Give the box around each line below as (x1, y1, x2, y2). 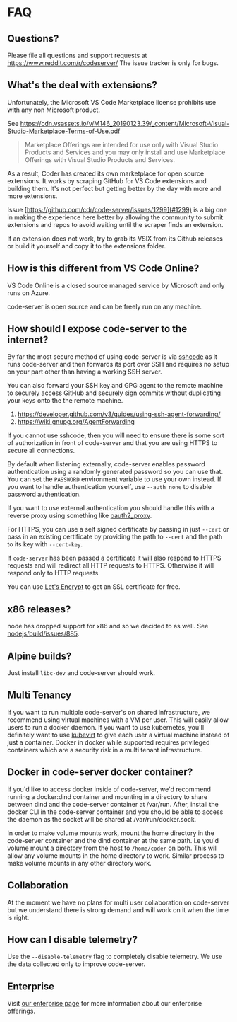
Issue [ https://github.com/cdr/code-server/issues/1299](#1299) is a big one (7, 205, 227, 214)
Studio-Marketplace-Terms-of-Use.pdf (7, 127, 121, 135)
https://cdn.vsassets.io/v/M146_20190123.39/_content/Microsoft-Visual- (20, 119, 230, 127)
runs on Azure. (7, 288, 51, 297)
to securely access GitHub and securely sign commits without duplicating (7, 389, 221, 397)
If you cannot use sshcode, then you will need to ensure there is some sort (7, 431, 224, 440)
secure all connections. (7, 447, 75, 455)
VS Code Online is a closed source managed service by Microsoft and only (7, 281, 225, 289)
